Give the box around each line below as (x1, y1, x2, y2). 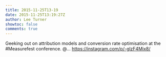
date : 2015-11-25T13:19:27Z (5, 12, 66, 17)
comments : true (5, 26, 38, 32)
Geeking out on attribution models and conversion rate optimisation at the (5, 40, 161, 46)
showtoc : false (5, 21, 38, 27)
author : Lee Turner (5, 17, 47, 22)
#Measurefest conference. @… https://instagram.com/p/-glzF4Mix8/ (5, 46, 151, 52)
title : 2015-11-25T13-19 (5, 7, 58, 13)
